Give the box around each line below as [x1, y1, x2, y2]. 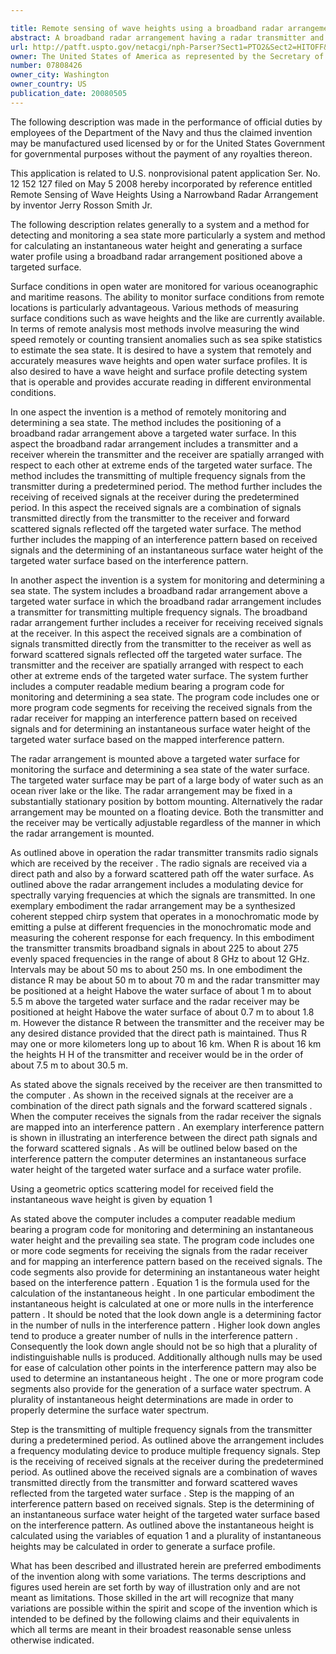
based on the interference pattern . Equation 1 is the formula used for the [10, 1276, 311, 1288]
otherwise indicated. [10, 1634, 95, 1646]
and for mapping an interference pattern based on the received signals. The [10, 1255, 323, 1267]
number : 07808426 [10, 61, 83, 71]
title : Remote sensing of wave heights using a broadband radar [10, 23, 284, 33]
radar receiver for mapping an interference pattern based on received [10, 712, 298, 724]
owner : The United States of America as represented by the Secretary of [10, 51, 325, 61]
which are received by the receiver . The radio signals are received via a [10, 857, 308, 869]
